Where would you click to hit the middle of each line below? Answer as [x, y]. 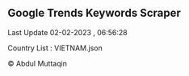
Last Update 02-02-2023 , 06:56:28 [68, 32]
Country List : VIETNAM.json [55, 48]
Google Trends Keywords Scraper [94, 13]
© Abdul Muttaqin [38, 63]
